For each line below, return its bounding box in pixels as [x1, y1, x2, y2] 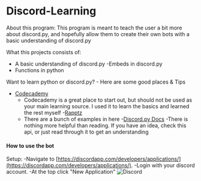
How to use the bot [6, 142, 55, 149]
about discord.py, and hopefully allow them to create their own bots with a [6, 30, 190, 37]
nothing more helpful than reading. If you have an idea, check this [23, 121, 187, 129]
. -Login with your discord [131, 162, 195, 169]
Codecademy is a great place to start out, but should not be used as [23, 96, 193, 103]
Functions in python [14, 66, 64, 73]
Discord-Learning [6, 4, 97, 18]
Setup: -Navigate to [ [6, 155, 58, 163]
